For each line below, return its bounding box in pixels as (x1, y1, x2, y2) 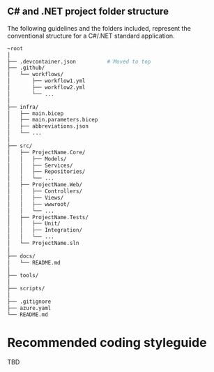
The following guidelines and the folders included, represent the (7, 24, 192, 32)
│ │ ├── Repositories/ (7, 168, 86, 175)
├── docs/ (7, 253, 36, 260)
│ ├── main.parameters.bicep (7, 117, 98, 124)
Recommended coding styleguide (7, 334, 207, 350)
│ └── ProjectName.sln (7, 240, 79, 247)
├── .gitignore (7, 298, 52, 305)
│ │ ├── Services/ (7, 162, 73, 169)
